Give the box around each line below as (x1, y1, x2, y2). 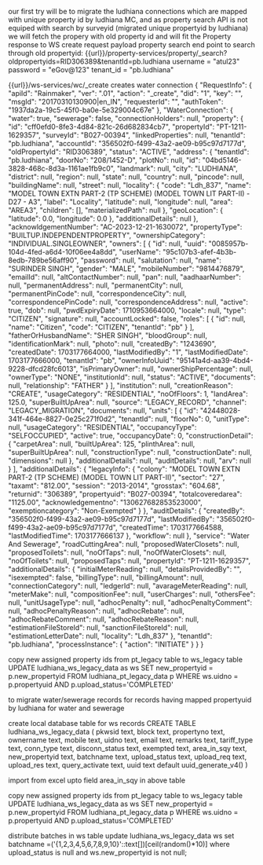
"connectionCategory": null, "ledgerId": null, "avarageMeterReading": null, (8, 581, 249, 590)
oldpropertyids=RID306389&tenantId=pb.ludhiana (8, 57, 171, 66)
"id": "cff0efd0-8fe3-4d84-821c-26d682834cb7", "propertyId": (8, 122, 215, 131)
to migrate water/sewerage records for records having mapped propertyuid (8, 695, 252, 704)
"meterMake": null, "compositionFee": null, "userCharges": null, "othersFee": (8, 589, 256, 599)
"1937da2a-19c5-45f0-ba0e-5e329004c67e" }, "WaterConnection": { (8, 105, 234, 115)
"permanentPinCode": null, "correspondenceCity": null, (8, 289, 187, 298)
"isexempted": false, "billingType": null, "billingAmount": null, (8, 573, 204, 582)
